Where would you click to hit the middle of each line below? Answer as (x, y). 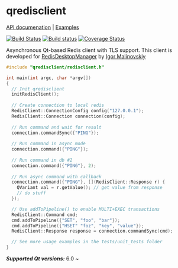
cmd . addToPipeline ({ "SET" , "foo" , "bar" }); (66, 220)
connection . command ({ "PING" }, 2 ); (54, 166)
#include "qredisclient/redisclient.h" (55, 67)
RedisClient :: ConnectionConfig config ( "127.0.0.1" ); (78, 111)
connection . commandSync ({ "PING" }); (55, 133)
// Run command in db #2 (42, 160)
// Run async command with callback (56, 177)
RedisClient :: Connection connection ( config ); (69, 116)
